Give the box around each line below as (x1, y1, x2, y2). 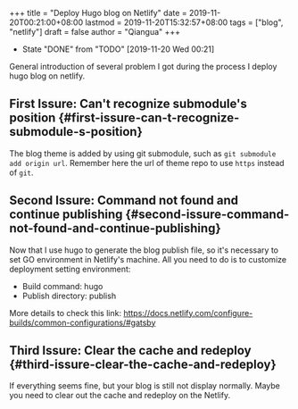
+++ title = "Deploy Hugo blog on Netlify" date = (9, 8, 187, 18)
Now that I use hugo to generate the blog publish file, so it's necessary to (9, 245, 279, 255)
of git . (9, 167, 34, 178)
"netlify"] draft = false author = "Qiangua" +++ (9, 27, 181, 37)
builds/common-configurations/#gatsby (9, 317, 156, 328)
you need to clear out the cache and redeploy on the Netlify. (9, 390, 230, 401)
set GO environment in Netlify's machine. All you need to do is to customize (9, 254, 287, 264)
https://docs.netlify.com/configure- (123, 307, 253, 318)
